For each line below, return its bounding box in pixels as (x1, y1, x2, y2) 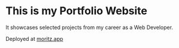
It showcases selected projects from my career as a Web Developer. (5, 24, 174, 31)
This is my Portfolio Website (5, 4, 147, 18)
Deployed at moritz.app (5, 35, 63, 42)
